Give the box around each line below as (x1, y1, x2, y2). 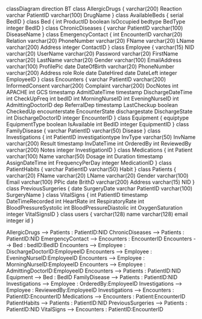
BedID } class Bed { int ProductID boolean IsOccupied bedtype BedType (6, 18, 186, 25)
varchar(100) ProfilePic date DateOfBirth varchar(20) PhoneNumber (6, 63, 175, 70)
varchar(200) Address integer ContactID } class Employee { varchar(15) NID (6, 43, 195, 51)
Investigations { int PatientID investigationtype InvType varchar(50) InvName (6, 134, 196, 141)
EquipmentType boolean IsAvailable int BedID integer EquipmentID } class (6, 121, 189, 127)
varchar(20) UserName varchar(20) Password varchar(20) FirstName (6, 50, 178, 57)
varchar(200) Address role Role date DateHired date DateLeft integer (6, 69, 177, 76)
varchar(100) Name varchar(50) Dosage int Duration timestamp (6, 153, 163, 159)
